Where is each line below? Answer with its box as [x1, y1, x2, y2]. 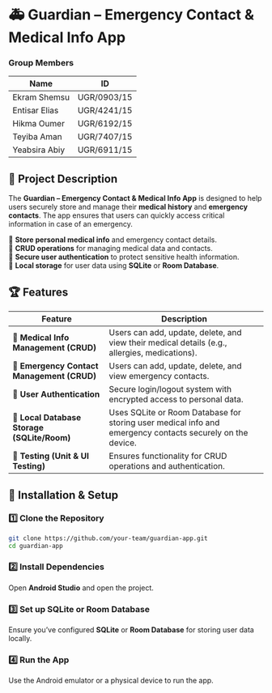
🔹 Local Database [12, 412, 82, 423]
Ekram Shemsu [12, 91, 70, 103]
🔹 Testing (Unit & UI [12, 450, 89, 461]
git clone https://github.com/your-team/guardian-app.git [8, 534, 208, 542]
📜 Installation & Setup [8, 488, 119, 502]
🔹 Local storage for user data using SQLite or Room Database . [8, 261, 219, 270]
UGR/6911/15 [77, 144, 133, 155]
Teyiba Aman [12, 131, 62, 142]
